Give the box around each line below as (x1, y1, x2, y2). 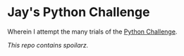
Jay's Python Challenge (7, 4, 150, 20)
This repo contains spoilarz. (7, 41, 89, 49)
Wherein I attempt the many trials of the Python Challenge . (7, 27, 178, 36)
